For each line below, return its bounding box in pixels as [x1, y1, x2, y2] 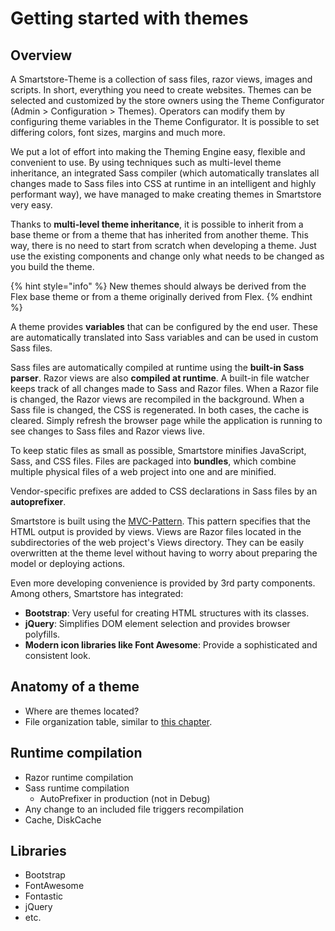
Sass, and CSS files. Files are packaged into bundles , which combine [10, 455, 297, 467]
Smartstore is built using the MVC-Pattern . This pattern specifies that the [10, 515, 311, 527]
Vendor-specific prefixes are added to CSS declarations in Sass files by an [10, 485, 318, 497]
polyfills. [24, 628, 61, 640]
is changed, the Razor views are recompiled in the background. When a [10, 393, 305, 405]
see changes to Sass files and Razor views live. [10, 425, 206, 437]
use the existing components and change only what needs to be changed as [10, 250, 325, 262]
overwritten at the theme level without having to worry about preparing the [10, 547, 318, 559]
